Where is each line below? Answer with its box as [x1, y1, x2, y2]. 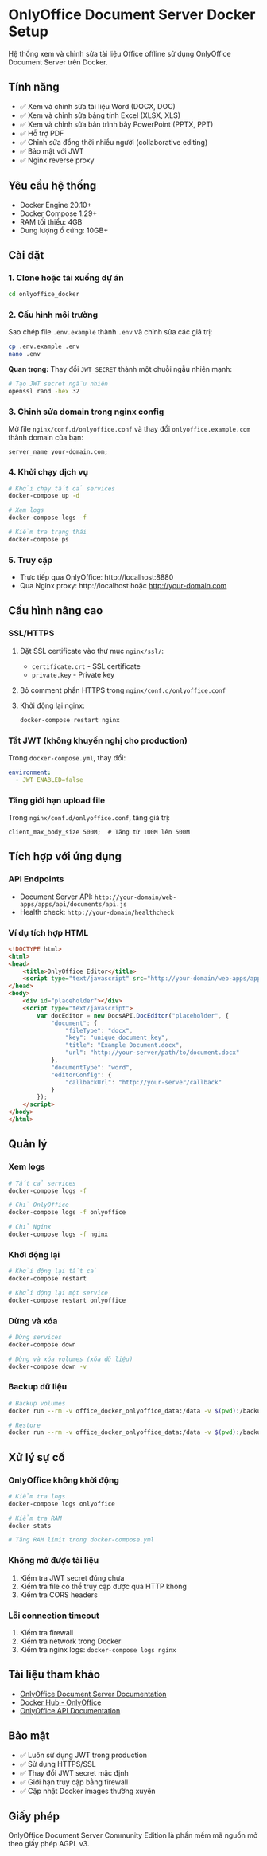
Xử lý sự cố [8, 1451, 65, 1464]
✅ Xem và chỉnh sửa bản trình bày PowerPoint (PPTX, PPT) [19, 119, 214, 129]
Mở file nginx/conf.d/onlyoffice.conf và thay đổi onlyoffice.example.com [8, 424, 251, 434]
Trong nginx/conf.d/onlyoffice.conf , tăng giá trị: [8, 812, 171, 822]
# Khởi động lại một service [8, 1288, 109, 1297]
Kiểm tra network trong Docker [19, 1636, 122, 1646]
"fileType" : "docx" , [64, 1026, 133, 1034]
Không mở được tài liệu [8, 1555, 99, 1566]
